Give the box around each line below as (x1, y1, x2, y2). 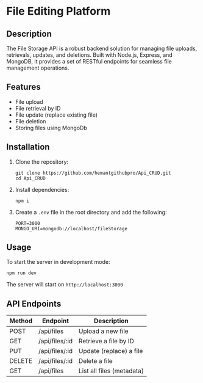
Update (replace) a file (78, 347, 143, 356)
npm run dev (6, 270, 37, 276)
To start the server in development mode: (6, 258, 110, 266)
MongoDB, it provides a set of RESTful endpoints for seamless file (6, 58, 173, 65)
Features (6, 82, 41, 92)
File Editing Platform (6, 4, 111, 18)
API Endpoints (6, 298, 62, 309)
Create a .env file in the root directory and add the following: (15, 208, 167, 216)
